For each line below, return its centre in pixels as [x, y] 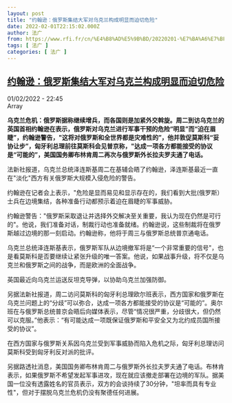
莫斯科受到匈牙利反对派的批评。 [52, 351]
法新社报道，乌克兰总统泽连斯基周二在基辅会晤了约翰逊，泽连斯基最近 [107, 169]
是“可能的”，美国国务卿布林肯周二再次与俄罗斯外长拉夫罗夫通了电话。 [107, 154]
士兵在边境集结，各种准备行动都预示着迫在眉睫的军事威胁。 [92, 201]
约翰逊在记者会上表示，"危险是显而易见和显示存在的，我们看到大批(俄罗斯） [115, 192]
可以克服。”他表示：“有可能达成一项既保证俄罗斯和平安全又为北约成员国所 [111, 320]
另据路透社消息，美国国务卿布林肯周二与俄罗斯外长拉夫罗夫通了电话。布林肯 [116, 366]
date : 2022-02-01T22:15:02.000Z [53, 26]
